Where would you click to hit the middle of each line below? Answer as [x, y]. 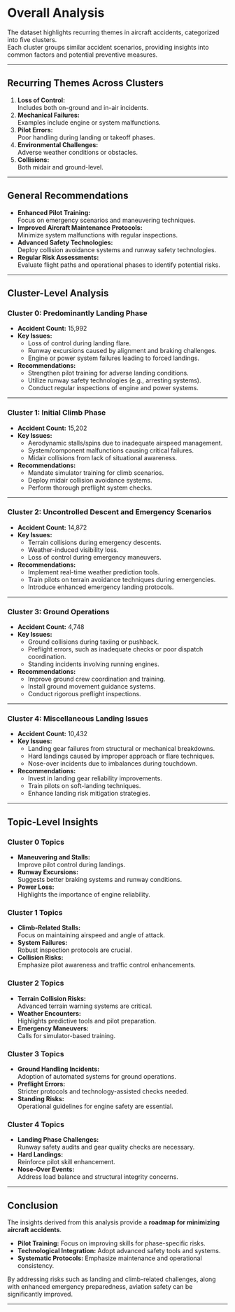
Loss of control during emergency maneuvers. [95, 557]
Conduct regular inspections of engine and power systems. [113, 388]
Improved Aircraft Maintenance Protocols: [80, 227]
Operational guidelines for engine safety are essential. [95, 1106]
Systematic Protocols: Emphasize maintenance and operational [110, 1258]
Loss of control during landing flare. [79, 343]
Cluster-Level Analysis [58, 293]
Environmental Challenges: [58, 144]
